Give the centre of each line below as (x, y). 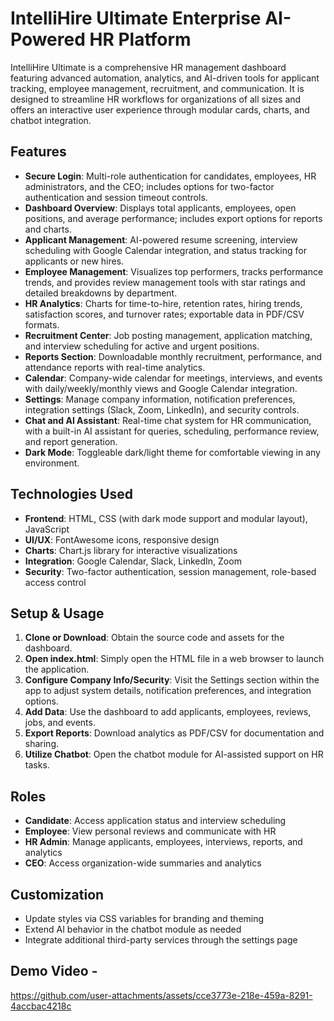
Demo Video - (54, 971)
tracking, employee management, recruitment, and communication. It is (157, 88)
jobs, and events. (60, 723)
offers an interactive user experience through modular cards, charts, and (160, 109)
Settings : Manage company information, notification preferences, (160, 399)
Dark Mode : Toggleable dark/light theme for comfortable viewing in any (172, 452)
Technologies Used (71, 494)
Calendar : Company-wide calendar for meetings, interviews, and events (173, 378)
